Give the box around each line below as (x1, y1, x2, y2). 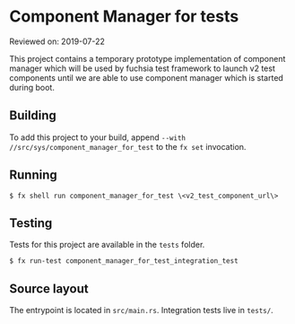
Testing (9, 215, 53, 231)
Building (9, 108, 56, 123)
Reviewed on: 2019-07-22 (9, 36, 106, 47)
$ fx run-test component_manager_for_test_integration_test (9, 257, 239, 266)
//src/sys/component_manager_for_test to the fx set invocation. (9, 141, 247, 152)
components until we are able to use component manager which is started (9, 72, 284, 83)
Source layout (9, 281, 90, 296)
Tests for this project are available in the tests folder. (9, 240, 205, 250)
